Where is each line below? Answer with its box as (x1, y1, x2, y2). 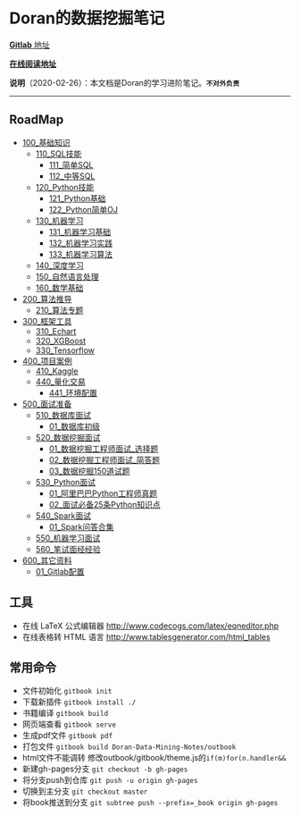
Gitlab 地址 (9, 39, 51, 50)
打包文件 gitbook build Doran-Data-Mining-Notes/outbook (21, 741, 237, 752)
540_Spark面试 (35, 510, 92, 521)
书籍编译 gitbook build (21, 708, 109, 719)
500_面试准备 (21, 399, 72, 409)
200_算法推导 (21, 293, 72, 304)
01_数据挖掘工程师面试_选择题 (48, 443, 159, 454)
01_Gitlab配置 (35, 566, 85, 576)
